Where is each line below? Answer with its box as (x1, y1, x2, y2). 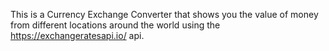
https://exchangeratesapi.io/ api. (10, 30, 145, 41)
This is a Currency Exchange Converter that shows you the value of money (10, 9, 319, 20)
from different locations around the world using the (10, 19, 221, 31)
